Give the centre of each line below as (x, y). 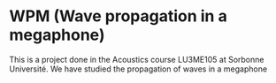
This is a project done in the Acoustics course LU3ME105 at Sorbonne (137, 59)
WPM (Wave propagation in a (118, 16)
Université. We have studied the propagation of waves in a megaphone (138, 69)
